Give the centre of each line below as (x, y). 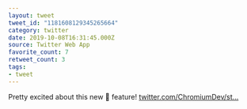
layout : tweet (32, 15)
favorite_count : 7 (38, 52)
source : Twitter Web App (49, 45)
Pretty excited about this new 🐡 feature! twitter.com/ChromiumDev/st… (123, 96)
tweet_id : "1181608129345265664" (63, 23)
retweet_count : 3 (37, 60)
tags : (17, 67)
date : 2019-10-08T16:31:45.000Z (61, 38)
